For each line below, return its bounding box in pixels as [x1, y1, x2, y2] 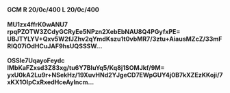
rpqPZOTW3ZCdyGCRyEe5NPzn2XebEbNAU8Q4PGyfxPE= [7, 28, 181, 36]
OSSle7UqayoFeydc [7, 56, 65, 64]
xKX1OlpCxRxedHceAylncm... [7, 78, 94, 86]
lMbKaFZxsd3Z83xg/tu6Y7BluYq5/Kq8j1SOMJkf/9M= [7, 64, 165, 72]
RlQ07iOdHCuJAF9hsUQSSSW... [7, 42, 103, 50]
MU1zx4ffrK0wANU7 [7, 20, 68, 29]
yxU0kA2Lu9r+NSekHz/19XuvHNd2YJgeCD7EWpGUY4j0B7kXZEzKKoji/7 [7, 71, 223, 79]
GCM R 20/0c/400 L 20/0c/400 [7, 5, 99, 14]
